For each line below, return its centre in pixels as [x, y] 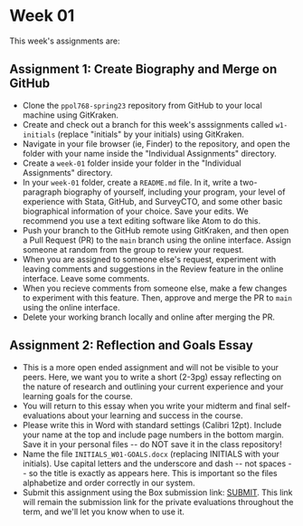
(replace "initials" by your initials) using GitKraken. [151, 134]
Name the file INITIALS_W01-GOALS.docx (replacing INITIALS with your [151, 454]
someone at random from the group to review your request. [133, 249]
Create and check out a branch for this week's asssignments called [148, 124]
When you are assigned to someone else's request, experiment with [149, 259]
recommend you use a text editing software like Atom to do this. [142, 220]
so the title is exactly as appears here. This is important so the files [153, 473]
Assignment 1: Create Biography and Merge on [143, 69]
